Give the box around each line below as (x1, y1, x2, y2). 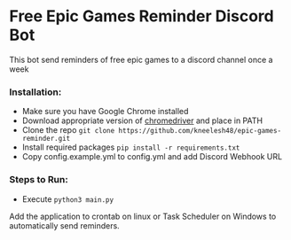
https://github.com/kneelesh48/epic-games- (118, 127, 282, 135)
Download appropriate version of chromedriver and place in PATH (21, 115, 263, 126)
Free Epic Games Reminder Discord (9, 6, 274, 27)
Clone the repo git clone (21, 125, 115, 135)
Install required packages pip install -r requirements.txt (21, 142, 240, 152)
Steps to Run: (9, 174, 68, 186)
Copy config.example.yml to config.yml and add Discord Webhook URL (21, 151, 282, 162)
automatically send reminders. (9, 220, 120, 231)
